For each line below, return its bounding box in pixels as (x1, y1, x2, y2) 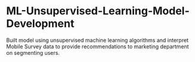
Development (6, 17, 75, 30)
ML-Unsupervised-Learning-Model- (6, 4, 190, 18)
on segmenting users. (6, 49, 60, 56)
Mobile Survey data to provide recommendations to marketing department (6, 43, 190, 50)
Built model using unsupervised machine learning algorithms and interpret (6, 36, 189, 44)
